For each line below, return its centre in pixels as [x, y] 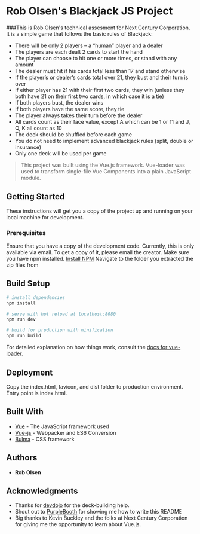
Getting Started [36, 196]
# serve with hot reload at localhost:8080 [61, 314]
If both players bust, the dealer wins [59, 102]
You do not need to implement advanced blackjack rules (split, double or [104, 141]
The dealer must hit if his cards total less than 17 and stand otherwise [100, 71]
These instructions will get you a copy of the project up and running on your [99, 211]
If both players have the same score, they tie [70, 109]
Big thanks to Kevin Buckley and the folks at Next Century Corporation [101, 518]
